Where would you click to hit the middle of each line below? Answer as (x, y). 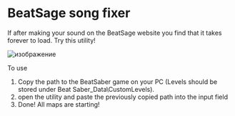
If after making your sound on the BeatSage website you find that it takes (115, 33)
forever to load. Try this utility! (52, 40)
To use (17, 68)
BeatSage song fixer (69, 13)
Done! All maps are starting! (59, 104)
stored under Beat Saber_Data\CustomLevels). (86, 89)
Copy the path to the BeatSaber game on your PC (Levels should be (117, 81)
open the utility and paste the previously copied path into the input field (123, 97)
